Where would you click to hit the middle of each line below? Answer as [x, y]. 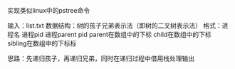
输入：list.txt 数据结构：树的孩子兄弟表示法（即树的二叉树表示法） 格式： [115, 26]
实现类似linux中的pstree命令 [49, 10]
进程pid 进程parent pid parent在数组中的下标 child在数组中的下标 [116, 34]
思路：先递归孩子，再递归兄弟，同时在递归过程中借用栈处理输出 [101, 58]
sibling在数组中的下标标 [42, 43]
